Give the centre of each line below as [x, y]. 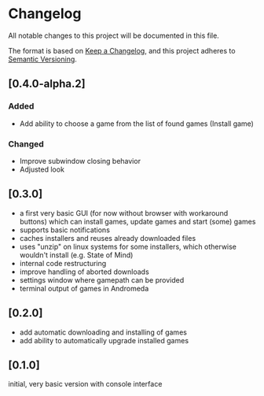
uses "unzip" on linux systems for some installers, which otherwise [128, 246]
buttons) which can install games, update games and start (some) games [137, 221]
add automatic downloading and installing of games [103, 332]
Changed [26, 144]
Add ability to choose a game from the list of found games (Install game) [136, 124]
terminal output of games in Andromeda [84, 288]
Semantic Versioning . [42, 59]
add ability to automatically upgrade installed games [104, 340]
